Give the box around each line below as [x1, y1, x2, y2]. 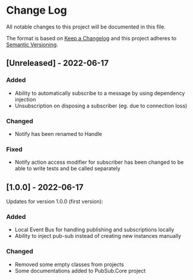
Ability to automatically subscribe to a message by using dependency [14, 90, 185, 97]
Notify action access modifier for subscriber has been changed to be [14, 158, 184, 166]
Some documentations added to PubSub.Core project [14, 267, 146, 274]
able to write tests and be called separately [14, 165, 121, 172]
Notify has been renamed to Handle [14, 130, 102, 137]
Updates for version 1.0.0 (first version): [6, 198, 103, 205]
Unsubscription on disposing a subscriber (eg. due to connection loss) [14, 102, 188, 109]
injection [14, 96, 36, 103]
